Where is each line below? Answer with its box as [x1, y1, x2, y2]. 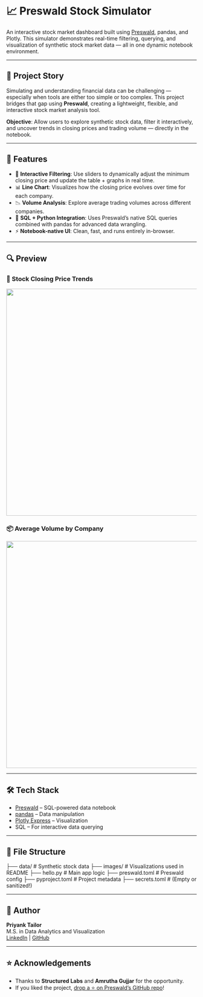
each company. [14, 192, 54, 199]
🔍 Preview [6, 253, 47, 263]
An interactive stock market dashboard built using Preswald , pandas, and [6, 28, 188, 36]
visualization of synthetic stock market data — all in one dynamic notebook [6, 41, 193, 48]
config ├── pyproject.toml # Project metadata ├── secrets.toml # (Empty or [6, 875, 197, 883]
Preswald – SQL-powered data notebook [14, 804, 116, 811]
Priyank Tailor [6, 921, 42, 929]
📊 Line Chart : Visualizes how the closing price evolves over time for [14, 183, 186, 191]
